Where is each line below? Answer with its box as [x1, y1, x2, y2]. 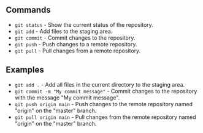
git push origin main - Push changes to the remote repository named [14, 100, 193, 107]
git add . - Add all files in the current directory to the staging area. [14, 81, 185, 88]
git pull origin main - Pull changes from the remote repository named [14, 113, 197, 121]
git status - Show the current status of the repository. [14, 21, 154, 28]
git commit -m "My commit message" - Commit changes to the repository [14, 87, 197, 95]
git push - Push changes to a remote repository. [14, 40, 137, 48]
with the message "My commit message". [14, 94, 120, 101]
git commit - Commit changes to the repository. [14, 34, 136, 41]
